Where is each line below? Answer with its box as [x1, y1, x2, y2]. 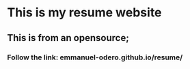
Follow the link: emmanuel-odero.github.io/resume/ [7, 53, 183, 62]
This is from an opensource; [7, 32, 130, 44]
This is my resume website [7, 5, 162, 20]
